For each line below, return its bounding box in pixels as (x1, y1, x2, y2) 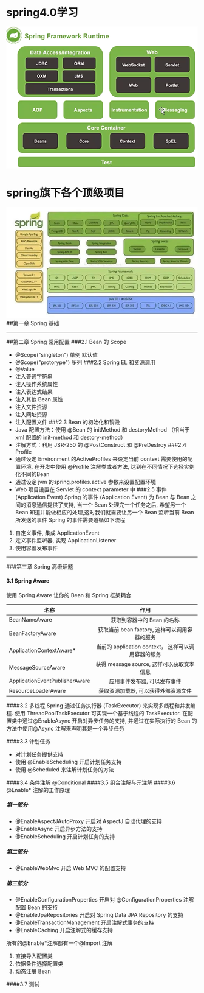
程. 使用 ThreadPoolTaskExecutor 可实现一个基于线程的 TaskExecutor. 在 (6, 709, 188, 717)
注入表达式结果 (15, 388, 53, 395)
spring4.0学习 (6, 5, 78, 19)
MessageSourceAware (8, 664, 66, 671)
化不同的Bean (15, 470, 50, 478)
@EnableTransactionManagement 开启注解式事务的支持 (15, 919, 155, 926)
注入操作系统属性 (15, 380, 58, 387)
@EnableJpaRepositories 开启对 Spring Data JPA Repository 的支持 (15, 911, 184, 919)
